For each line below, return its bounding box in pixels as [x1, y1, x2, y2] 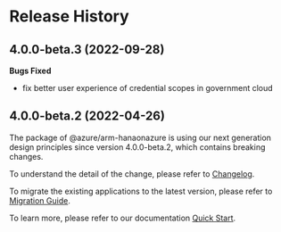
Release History [9, 6, 129, 27]
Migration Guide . [9, 195, 71, 206]
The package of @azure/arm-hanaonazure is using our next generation [9, 132, 272, 143]
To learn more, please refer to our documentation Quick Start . [9, 212, 236, 223]
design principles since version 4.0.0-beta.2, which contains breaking [9, 141, 266, 153]
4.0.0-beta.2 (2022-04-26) [9, 109, 165, 124]
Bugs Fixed [9, 65, 52, 76]
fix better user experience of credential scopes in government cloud [21, 83, 274, 93]
